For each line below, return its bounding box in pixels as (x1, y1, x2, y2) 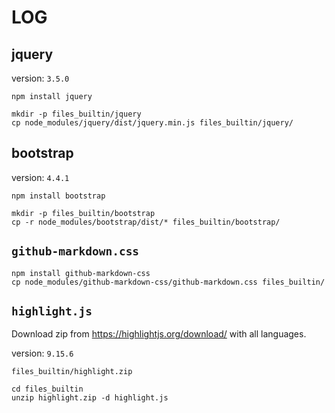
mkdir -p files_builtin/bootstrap (11, 208, 156, 218)
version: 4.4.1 (11, 171, 70, 183)
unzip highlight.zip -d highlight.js (11, 393, 169, 403)
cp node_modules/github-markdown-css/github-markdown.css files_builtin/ (11, 277, 326, 287)
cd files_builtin (11, 384, 84, 395)
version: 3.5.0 (11, 72, 70, 84)
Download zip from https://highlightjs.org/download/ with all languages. (11, 328, 307, 340)
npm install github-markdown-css (11, 268, 151, 278)
